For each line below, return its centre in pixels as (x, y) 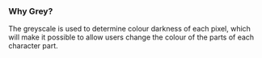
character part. (33, 46)
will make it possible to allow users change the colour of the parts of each (131, 37)
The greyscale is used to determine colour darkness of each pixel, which (129, 29)
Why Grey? (31, 11)
